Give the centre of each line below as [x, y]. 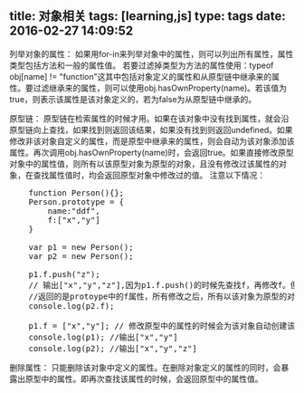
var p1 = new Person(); [81, 247]
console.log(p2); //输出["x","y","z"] [113, 348]
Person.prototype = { [76, 201]
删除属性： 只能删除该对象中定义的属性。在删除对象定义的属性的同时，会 [145, 367]
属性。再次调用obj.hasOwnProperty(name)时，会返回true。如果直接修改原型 [152, 152]
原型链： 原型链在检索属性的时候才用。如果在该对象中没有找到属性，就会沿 [149, 118]
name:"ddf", [74, 211]
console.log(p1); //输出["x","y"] [103, 337]
